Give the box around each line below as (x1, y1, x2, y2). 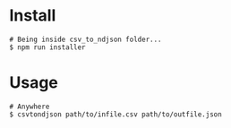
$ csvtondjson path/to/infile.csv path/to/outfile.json (9, 109, 222, 119)
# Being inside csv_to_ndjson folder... (9, 35, 163, 44)
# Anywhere (9, 102, 50, 111)
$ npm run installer (9, 42, 87, 52)
